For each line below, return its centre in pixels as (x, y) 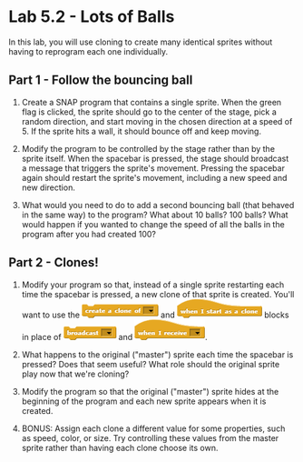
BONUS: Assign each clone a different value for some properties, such (153, 428)
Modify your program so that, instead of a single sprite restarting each (153, 285)
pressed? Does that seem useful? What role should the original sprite (151, 364)
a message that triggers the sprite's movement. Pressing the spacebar (153, 168)
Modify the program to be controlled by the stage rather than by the (148, 148)
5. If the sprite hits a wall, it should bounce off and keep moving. (142, 131)
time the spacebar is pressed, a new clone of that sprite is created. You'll (158, 294)
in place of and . (114, 336)
